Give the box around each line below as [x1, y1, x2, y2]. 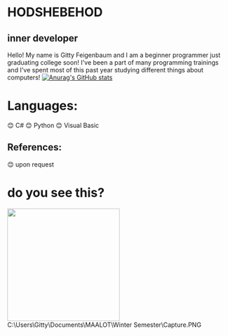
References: [7, 141, 62, 153]
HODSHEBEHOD [7, 4, 103, 20]
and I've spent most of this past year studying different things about [7, 66, 203, 74]
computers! [7, 73, 41, 82]
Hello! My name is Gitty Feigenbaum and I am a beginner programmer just [7, 51, 221, 59]
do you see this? [7, 184, 105, 200]
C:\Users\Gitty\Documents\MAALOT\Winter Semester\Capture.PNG [7, 321, 202, 329]
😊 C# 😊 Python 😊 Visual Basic [7, 121, 100, 129]
